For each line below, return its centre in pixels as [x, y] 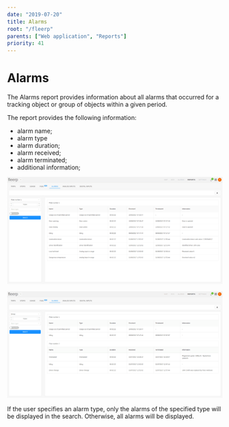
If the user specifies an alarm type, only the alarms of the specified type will [114, 409]
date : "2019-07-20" [35, 14]
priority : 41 [26, 44]
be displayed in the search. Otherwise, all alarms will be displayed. [101, 416]
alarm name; [35, 131]
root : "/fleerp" [30, 29]
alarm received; [39, 153]
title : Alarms [27, 22]
